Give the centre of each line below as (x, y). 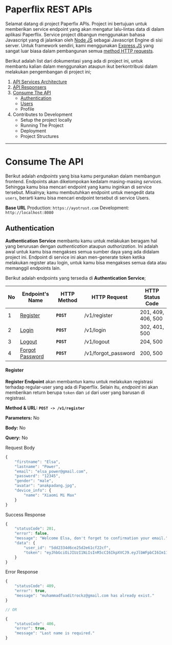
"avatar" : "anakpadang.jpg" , (46, 486)
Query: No (17, 438)
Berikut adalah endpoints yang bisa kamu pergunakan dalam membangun (83, 176)
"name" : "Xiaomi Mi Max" (50, 495)
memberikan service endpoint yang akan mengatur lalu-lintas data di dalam (85, 29)
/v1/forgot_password (110, 353)
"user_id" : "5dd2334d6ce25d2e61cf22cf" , (67, 548)
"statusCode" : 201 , (35, 529)
